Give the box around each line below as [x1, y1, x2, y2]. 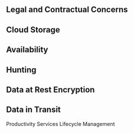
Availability [6, 45, 48, 55]
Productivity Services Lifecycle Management [6, 120, 115, 127]
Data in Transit [6, 105, 61, 115]
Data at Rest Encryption [6, 85, 95, 95]
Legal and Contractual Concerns [6, 5, 128, 15]
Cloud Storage [6, 25, 60, 35]
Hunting [6, 65, 37, 75]
